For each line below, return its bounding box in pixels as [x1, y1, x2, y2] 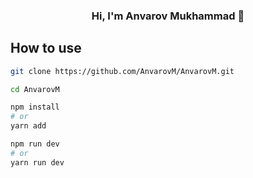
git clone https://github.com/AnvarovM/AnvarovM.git [10, 66, 235, 76]
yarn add [10, 121, 47, 131]
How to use [10, 40, 82, 57]
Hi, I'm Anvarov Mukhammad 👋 [91, 9, 245, 23]
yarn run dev [10, 157, 65, 168]
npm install [10, 102, 60, 113]
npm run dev [10, 139, 60, 149]
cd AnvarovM [10, 84, 60, 94]
